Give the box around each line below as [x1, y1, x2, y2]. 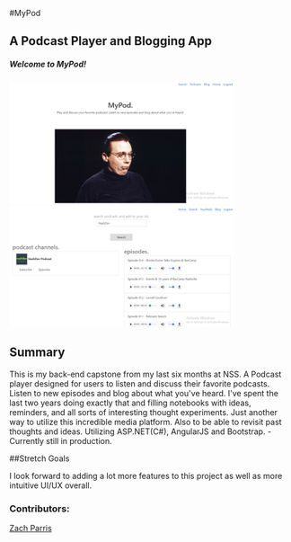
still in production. [46, 435, 112, 446]
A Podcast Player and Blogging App [9, 33, 213, 49]
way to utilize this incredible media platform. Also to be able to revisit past [9, 416, 282, 427]
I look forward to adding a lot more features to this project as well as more [9, 470, 283, 481]
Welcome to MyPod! [9, 58, 87, 69]
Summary [9, 345, 66, 360]
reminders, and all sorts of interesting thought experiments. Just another [9, 406, 278, 417]
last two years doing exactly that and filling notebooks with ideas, [9, 397, 251, 408]
